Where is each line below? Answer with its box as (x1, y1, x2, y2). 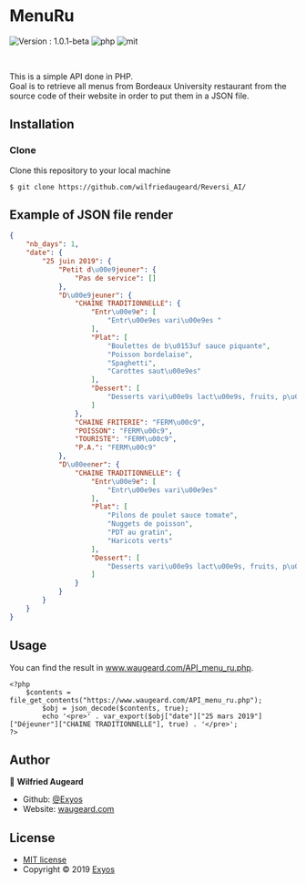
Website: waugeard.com (22, 804, 115, 815)
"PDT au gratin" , (107, 528, 173, 538)
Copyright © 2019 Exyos (22, 864, 116, 875)
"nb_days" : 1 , (25, 240, 79, 249)
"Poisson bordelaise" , (107, 350, 194, 359)
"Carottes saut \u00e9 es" (107, 366, 202, 376)
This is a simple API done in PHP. (9, 70, 134, 82)
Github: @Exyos (22, 794, 84, 805)
